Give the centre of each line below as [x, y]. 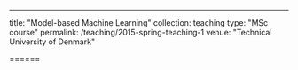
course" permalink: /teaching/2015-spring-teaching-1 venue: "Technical [141, 32]
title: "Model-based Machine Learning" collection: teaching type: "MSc [139, 23]
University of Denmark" [52, 42]
